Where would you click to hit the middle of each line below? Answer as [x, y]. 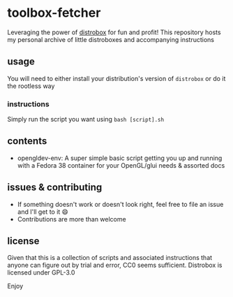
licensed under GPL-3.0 [41, 273]
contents [27, 141]
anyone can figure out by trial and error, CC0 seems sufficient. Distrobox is [115, 265]
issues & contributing [55, 188]
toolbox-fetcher [54, 13]
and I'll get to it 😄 [43, 212]
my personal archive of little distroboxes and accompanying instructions [111, 39]
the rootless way [31, 86]
